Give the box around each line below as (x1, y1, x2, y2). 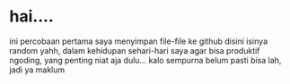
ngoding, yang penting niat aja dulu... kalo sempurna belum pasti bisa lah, (9, 55, 282, 65)
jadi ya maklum (9, 64, 66, 75)
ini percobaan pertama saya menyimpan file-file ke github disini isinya (9, 36, 268, 46)
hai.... (9, 6, 54, 27)
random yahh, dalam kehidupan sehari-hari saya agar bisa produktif (9, 45, 260, 55)
